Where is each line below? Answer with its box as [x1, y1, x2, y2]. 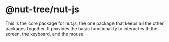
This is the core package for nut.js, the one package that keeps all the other [5, 20, 164, 26]
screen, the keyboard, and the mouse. [5, 31, 85, 37]
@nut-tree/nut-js [5, 4, 80, 15]
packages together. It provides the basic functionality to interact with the [5, 25, 158, 31]
